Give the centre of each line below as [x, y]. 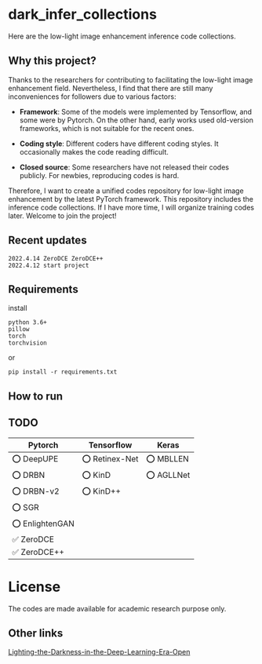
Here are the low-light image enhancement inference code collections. [122, 36]
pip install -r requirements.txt [63, 372]
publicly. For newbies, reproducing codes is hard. [99, 175]
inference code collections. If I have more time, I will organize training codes [131, 207]
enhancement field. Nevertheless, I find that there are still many [111, 88]
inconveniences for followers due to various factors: [92, 97]
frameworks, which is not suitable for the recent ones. [107, 128]
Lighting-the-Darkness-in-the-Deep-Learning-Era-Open [99, 652]
